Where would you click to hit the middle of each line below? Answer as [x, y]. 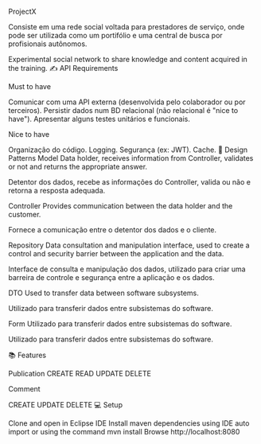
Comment [25, 389]
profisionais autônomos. [48, 44]
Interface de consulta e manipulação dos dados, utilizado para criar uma [127, 269]
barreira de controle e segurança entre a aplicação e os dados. [111, 277]
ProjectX [23, 12]
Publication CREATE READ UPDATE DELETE [80, 374]
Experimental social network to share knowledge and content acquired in [128, 59]
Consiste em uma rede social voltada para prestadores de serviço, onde [127, 27]
